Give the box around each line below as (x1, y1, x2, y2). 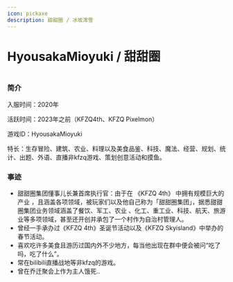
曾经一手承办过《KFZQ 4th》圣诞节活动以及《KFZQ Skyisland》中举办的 (17, 224, 224, 232)
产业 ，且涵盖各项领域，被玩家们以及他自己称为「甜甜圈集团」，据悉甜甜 (17, 198, 223, 206)
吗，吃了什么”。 (17, 250, 63, 258)
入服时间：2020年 (7, 100, 59, 108)
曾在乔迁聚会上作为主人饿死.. (17, 267, 101, 276)
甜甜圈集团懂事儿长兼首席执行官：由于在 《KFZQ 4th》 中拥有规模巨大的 (17, 189, 225, 197)
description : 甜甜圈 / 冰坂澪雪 (7, 17, 94, 24)
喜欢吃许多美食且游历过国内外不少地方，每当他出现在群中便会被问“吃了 (17, 241, 221, 249)
